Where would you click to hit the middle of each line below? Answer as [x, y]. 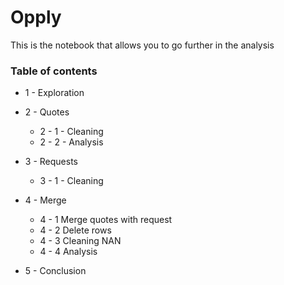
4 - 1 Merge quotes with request [106, 220]
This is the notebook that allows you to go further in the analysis [142, 45]
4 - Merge [45, 200]
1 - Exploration [54, 93]
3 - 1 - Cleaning [71, 181]
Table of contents [54, 71]
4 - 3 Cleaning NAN [80, 241]
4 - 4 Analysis [68, 252]
